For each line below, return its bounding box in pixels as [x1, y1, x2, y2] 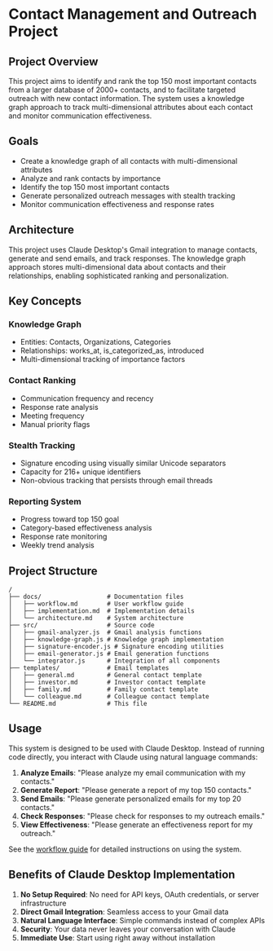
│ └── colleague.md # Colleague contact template [8, 693, 209, 701]
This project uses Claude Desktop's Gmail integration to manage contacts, [8, 244, 258, 254]
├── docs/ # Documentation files [8, 592, 184, 601]
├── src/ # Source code [8, 621, 155, 630]
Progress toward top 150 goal [20, 514, 120, 524]
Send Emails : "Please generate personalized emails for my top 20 [20, 794, 242, 804]
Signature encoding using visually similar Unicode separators [20, 458, 227, 468]
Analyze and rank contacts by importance [20, 173, 161, 183]
